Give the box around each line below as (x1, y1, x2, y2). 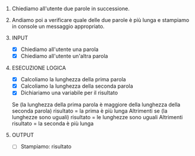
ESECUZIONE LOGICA (11, 65, 67, 72)
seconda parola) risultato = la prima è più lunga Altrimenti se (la (11, 107, 168, 114)
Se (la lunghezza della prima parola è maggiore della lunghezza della (11, 101, 181, 109)
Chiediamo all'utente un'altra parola (20, 53, 108, 60)
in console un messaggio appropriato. (11, 23, 105, 30)
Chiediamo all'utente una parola (20, 46, 99, 53)
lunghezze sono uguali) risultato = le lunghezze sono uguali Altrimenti (11, 114, 183, 121)
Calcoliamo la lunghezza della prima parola (20, 76, 126, 83)
